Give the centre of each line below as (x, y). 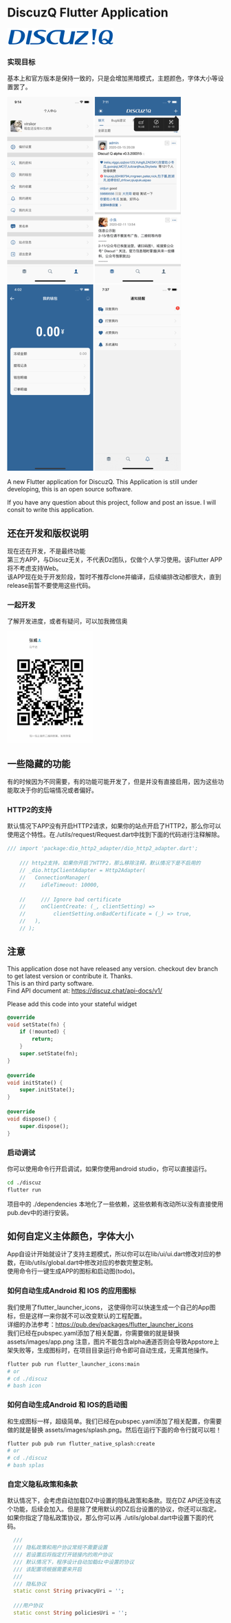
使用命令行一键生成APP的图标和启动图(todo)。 (73, 1271)
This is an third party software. (51, 983)
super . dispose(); (44, 1126)
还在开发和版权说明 (48, 533)
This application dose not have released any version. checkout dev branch (113, 968)
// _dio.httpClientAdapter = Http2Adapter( (83, 871)
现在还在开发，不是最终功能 (46, 551)
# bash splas (26, 1465)
